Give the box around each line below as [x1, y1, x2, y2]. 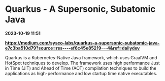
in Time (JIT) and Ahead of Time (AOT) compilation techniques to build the [5, 65, 157, 71]
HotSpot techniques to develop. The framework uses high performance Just [5, 60, 160, 66]
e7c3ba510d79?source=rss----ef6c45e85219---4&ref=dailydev [5, 45, 140, 51]
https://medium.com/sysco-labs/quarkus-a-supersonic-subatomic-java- [5, 40, 160, 45]
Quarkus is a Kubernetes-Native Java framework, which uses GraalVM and [5, 54, 158, 60]
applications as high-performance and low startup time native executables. [5, 70, 158, 76]
